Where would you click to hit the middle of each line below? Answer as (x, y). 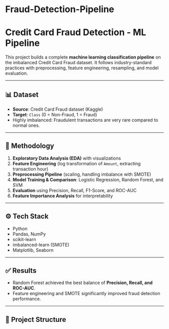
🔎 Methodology (30, 146)
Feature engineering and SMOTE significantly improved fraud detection (86, 294)
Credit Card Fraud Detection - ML (76, 33)
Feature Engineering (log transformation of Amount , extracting (76, 163)
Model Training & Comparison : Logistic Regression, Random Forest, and (88, 179)
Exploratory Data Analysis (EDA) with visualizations (67, 158)
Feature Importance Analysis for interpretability (63, 196)
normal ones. (26, 125)
